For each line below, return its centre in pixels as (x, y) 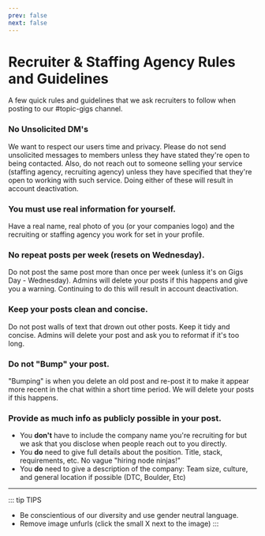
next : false (28, 23)
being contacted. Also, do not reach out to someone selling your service (125, 163)
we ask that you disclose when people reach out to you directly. (123, 444)
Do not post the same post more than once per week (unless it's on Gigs (126, 272)
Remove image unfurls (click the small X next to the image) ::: (119, 524)
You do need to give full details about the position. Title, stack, (121, 452)
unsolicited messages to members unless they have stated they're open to (129, 155)
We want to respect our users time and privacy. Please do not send (117, 146)
